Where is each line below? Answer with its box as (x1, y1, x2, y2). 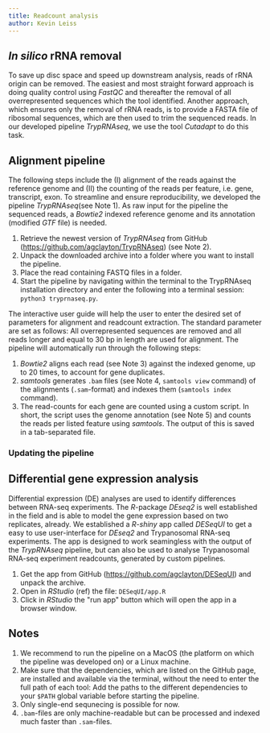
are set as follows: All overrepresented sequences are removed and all (8, 326, 242, 336)
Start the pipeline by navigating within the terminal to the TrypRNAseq (19, 276, 252, 286)
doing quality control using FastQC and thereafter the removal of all (8, 88, 231, 97)
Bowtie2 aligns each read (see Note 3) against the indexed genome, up (19, 359, 256, 369)
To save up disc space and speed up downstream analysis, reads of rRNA (8, 70, 253, 81)
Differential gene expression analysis (8, 472, 199, 486)
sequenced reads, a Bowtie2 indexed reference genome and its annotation (8, 209, 256, 219)
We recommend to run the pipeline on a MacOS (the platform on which (19, 648, 255, 657)
